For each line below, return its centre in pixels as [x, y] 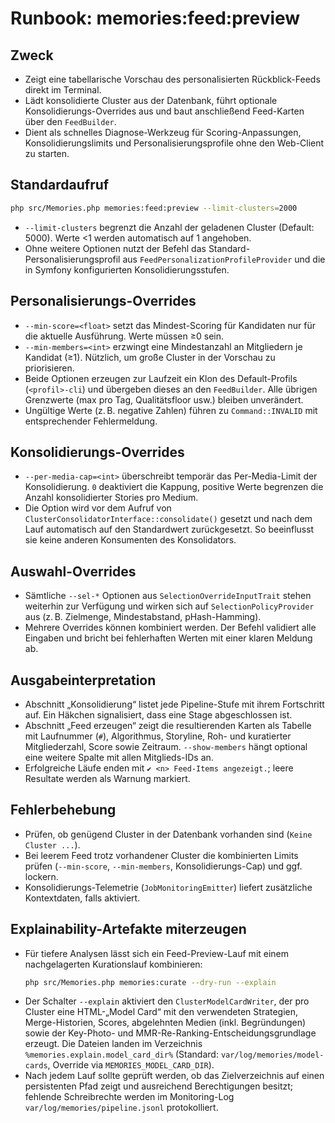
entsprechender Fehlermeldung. [91, 421]
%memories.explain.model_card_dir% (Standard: [121, 1054]
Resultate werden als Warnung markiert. [107, 778]
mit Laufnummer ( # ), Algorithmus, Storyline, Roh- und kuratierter [158, 736]
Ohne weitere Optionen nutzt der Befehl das [115, 248]
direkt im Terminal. [63, 90]
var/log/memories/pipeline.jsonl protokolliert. [121, 1108]
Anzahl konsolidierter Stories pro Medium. [111, 498]
